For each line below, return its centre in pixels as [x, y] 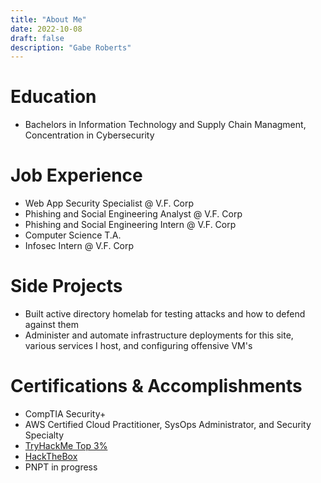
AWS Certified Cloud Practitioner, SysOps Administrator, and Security [168, 424]
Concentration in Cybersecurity [89, 135]
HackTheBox [51, 456]
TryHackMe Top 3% [66, 445]
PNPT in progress [61, 467]
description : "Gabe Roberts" [71, 47]
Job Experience [76, 175]
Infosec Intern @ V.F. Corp [79, 246]
